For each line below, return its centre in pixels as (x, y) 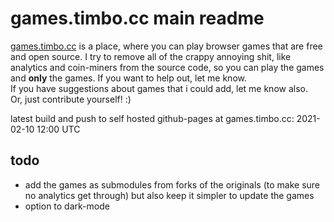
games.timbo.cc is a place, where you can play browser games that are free (166, 46)
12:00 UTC (58, 129)
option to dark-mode (67, 206)
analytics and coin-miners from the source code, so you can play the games (167, 67)
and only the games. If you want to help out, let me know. (128, 78)
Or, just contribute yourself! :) (71, 99)
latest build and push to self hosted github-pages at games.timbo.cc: (152, 118)
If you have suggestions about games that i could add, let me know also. (159, 88)
